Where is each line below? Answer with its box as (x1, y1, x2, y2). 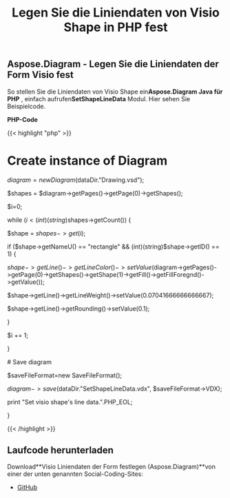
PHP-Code (7, 115, 38, 123)
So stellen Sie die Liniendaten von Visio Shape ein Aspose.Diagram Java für (7, 87, 223, 96)
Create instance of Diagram (7, 153, 168, 168)
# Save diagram (7, 357, 52, 366)
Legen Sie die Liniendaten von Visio (11, 5, 220, 21)
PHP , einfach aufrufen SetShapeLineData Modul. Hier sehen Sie (7, 94, 191, 103)
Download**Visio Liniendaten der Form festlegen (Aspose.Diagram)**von (7, 463, 216, 471)
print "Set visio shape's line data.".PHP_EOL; (7, 397, 133, 406)
